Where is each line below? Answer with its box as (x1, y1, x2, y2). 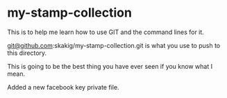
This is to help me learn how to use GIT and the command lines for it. (7, 28, 205, 36)
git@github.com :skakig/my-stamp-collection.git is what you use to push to (7, 41, 221, 49)
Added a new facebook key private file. (7, 83, 119, 91)
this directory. (7, 49, 47, 57)
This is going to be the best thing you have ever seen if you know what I (7, 62, 213, 70)
